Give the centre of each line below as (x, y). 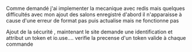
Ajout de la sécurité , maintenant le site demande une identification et (90, 32)
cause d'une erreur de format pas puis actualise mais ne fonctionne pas (92, 21)
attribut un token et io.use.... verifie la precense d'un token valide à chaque (96, 38)
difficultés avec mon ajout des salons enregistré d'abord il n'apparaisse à (94, 14)
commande (20, 44)
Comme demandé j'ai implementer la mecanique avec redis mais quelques (95, 8)
